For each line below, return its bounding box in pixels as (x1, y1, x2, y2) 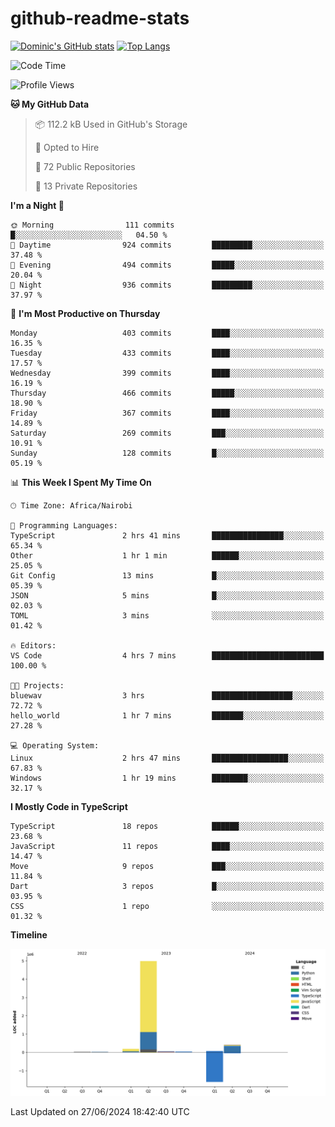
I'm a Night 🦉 (10, 199, 65, 211)
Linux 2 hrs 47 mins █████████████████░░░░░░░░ (10, 753, 325, 763)
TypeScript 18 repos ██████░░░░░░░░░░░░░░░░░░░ (10, 821, 325, 831)
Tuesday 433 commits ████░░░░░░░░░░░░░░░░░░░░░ (10, 348, 325, 358)
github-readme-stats (10, 7, 190, 30)
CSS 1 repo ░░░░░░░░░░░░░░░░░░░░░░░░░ (10, 901, 325, 911)
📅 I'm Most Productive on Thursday (10, 307, 161, 319)
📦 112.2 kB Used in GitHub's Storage (34, 118, 188, 130)
